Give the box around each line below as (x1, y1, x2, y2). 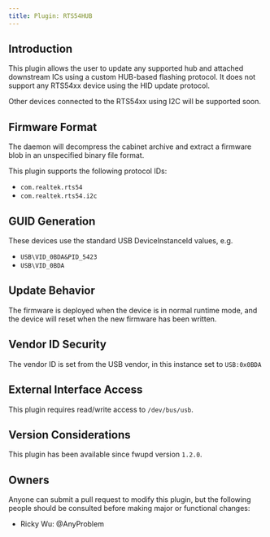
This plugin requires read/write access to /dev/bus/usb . (8, 404, 194, 414)
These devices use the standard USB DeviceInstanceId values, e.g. (8, 236, 233, 246)
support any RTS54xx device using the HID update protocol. (8, 81, 210, 90)
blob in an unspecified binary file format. (8, 151, 145, 160)
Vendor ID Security (8, 338, 107, 351)
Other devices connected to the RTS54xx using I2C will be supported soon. (8, 97, 262, 107)
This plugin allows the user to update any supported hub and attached (8, 63, 244, 73)
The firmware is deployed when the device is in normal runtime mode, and (8, 305, 258, 315)
